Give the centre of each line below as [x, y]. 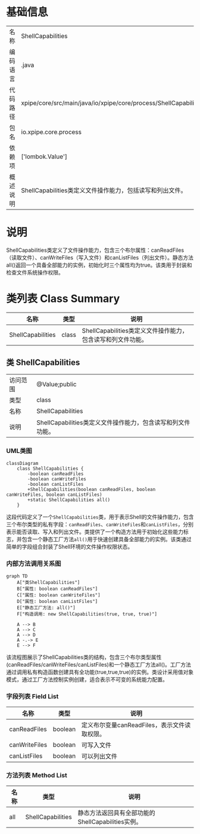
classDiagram [22, 463]
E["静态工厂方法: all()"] [46, 608]
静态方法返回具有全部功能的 [117, 813]
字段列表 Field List [32, 696]
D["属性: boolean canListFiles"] [57, 602]
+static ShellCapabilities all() [69, 500]
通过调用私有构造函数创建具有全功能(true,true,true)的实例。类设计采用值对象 [100, 672]
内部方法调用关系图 [34, 563]
